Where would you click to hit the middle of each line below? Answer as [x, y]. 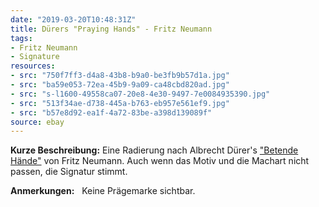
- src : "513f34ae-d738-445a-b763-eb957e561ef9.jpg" [120, 103]
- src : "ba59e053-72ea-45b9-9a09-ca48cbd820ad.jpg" [120, 85]
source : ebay [37, 122]
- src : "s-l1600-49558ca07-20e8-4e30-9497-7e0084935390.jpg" [140, 94]
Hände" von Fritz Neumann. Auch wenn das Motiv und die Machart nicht [160, 161]
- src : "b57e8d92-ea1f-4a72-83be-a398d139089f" [111, 112]
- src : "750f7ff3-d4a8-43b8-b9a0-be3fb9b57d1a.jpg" [120, 76]
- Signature [35, 57]
